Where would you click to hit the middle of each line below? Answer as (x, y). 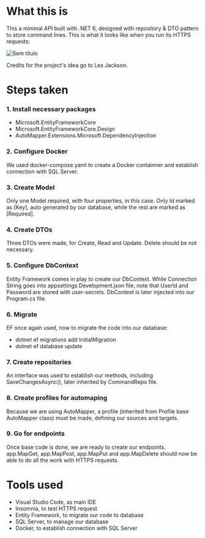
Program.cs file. (26, 298)
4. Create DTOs (30, 230)
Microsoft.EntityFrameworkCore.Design (65, 129)
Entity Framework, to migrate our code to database (79, 515)
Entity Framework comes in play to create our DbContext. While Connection (102, 279)
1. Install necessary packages (51, 109)
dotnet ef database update (49, 346)
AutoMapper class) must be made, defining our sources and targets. (92, 418)
